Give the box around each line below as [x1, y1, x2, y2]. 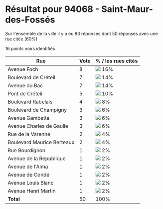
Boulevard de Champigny [7, 106, 67, 113]
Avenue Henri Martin [7, 187, 56, 194]
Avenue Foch [7, 66, 38, 73]
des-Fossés [5, 14, 55, 25]
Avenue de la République [7, 155, 66, 162]
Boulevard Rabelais [7, 98, 53, 105]
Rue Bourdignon [7, 147, 46, 154]
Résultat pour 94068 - [5, 3, 100, 15]
